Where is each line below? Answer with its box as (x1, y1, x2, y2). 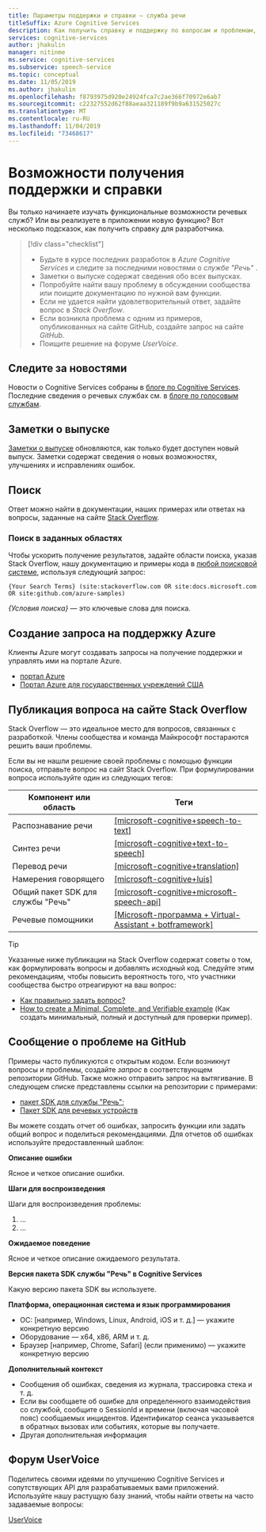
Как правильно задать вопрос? (19, 995, 126, 1005)
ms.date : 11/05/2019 (8, 78, 77, 86)
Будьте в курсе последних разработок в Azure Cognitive (39, 255, 230, 264)
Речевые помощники (12, 913, 93, 925)
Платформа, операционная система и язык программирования (8, 1300, 231, 1309)
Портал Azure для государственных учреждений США (19, 680, 204, 690)
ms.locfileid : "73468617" (8, 129, 93, 137)
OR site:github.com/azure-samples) (8, 590, 126, 598)
